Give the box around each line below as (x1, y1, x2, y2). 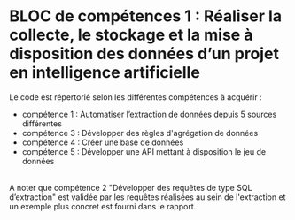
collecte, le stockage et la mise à (9, 25, 253, 45)
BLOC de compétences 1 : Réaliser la (9, 6, 282, 27)
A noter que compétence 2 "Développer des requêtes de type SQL (9, 182, 252, 193)
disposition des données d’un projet (9, 44, 279, 64)
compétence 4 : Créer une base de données (21, 137, 184, 148)
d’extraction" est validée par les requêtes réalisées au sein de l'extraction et (9, 192, 286, 202)
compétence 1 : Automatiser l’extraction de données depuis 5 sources (21, 109, 277, 119)
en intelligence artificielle (9, 63, 201, 83)
